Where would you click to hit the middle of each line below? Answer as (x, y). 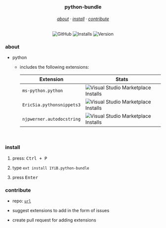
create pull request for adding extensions (54, 220)
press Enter (25, 177)
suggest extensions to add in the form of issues (61, 211)
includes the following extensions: (54, 67)
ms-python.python (42, 91)
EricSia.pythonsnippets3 (51, 105)
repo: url (21, 201)
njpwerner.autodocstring (51, 119)
